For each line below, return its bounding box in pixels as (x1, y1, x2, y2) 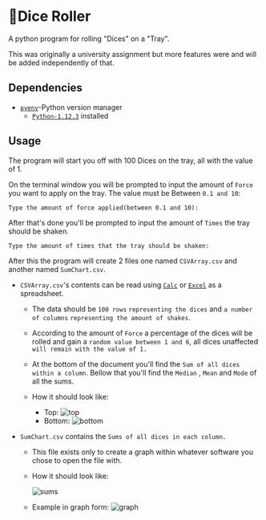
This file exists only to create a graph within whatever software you (31, 447, 254, 457)
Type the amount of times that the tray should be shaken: (8, 242, 210, 250)
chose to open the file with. (31, 455, 123, 465)
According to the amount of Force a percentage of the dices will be (31, 328, 253, 338)
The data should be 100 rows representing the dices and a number (31, 304, 253, 314)
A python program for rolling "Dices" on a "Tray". (8, 34, 170, 43)
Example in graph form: (31, 502, 110, 512)
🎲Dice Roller (8, 7, 91, 26)
